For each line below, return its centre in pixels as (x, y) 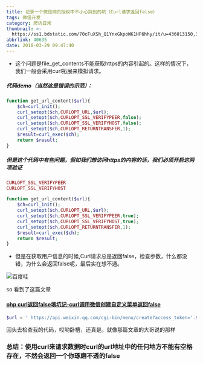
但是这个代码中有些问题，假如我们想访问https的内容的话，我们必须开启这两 (100, 160)
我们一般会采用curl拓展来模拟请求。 (60, 71)
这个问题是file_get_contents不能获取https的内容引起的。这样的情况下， (103, 63)
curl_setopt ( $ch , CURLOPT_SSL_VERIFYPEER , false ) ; (79, 118)
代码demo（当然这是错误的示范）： (49, 86)
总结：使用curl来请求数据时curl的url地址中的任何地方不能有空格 (99, 347)
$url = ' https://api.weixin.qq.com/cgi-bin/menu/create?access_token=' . (101, 317)
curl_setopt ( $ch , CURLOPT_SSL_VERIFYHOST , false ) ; (79, 123)
